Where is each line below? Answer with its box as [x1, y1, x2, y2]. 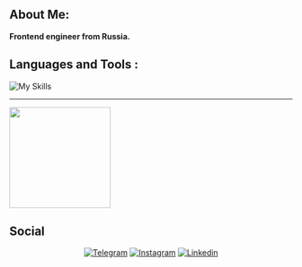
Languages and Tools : [9, 57, 139, 73]
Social [9, 224, 45, 239]
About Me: [9, 7, 70, 22]
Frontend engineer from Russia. [9, 30, 130, 41]
